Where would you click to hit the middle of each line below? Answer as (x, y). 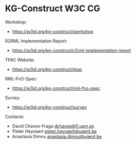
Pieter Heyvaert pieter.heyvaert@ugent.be (54, 131)
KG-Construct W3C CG (53, 9)
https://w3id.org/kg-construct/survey (50, 107)
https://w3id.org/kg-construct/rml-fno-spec (56, 88)
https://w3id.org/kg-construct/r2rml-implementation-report (71, 50)
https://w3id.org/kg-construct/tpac (47, 69)
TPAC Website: (20, 60)
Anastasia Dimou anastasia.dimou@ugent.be (57, 136)
